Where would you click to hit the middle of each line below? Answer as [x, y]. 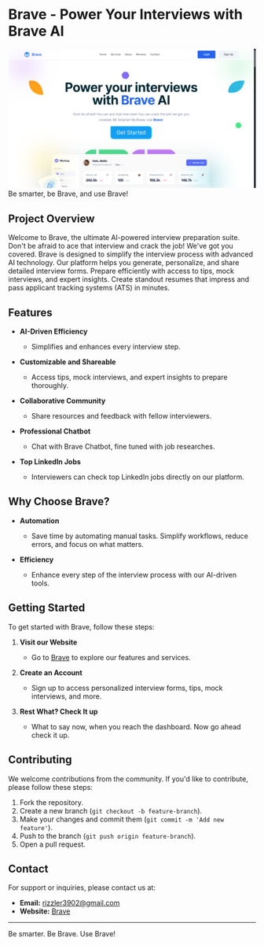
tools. [40, 583]
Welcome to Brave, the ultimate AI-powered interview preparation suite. [124, 238]
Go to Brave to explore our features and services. [111, 657]
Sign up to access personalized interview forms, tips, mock [127, 688]
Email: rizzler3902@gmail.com [70, 903]
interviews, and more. [66, 696]
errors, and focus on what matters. [87, 544]
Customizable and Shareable [68, 362]
